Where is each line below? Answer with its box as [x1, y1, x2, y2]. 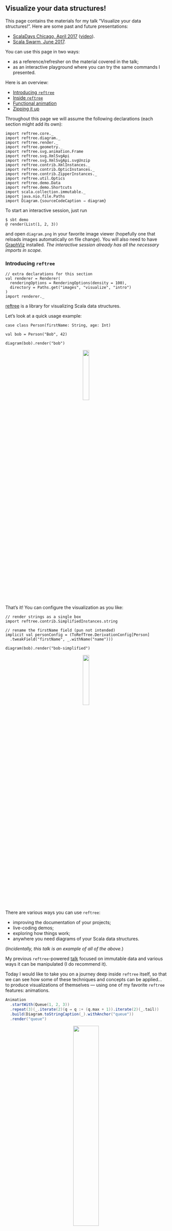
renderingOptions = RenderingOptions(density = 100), [10, 281, 127, 286]
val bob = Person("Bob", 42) [5, 332, 68, 337]
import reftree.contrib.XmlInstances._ [5, 162, 91, 167]
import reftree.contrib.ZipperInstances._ [5, 171, 97, 177]
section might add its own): [5, 121, 63, 127]
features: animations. [5, 987, 50, 993]
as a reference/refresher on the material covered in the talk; [12, 58, 139, 65]
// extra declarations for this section [5, 271, 93, 277]
